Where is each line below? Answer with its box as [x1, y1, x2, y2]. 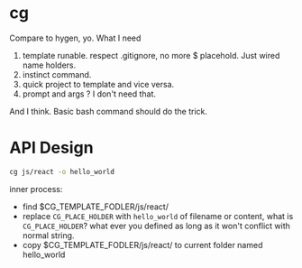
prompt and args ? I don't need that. [22, 88, 156, 99]
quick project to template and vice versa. [22, 79, 175, 89]
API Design [9, 138, 94, 158]
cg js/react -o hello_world [9, 167, 115, 176]
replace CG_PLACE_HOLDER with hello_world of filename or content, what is [22, 210, 294, 221]
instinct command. [22, 69, 92, 79]
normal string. [22, 229, 75, 241]
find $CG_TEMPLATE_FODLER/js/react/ [22, 201, 169, 212]
